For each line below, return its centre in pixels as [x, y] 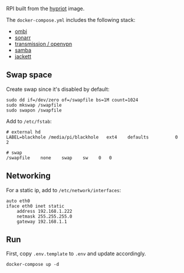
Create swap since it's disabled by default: [58, 89]
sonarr [23, 37]
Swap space [29, 75]
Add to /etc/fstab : [29, 121]
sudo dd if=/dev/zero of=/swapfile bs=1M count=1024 [72, 100]
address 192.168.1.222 [45, 211]
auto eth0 [18, 201]
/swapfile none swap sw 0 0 [59, 158]
